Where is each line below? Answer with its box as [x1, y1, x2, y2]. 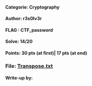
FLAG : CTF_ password [5, 27, 53, 33]
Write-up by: [5, 75, 33, 81]
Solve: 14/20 [5, 38, 33, 45]
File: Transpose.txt [5, 62, 53, 69]
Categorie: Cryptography [5, 4, 60, 10]
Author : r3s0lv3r [5, 16, 42, 22]
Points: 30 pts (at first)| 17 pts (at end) [5, 50, 87, 56]
